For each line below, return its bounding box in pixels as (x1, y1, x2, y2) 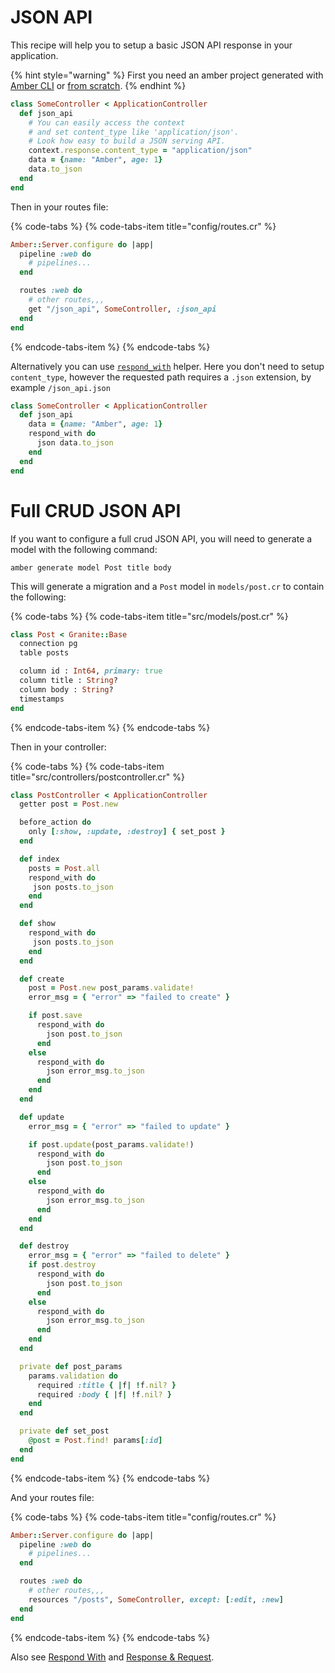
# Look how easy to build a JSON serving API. (28, 136, 226, 146)
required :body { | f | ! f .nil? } (36, 1389, 172, 1400)
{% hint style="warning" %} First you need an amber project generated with (10, 69, 324, 81)
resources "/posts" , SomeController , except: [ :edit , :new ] (28, 1594, 284, 1605)
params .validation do (28, 1371, 118, 1381)
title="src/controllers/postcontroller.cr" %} (10, 771, 185, 783)
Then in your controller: (10, 741, 107, 753)
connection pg (19, 639, 78, 649)
